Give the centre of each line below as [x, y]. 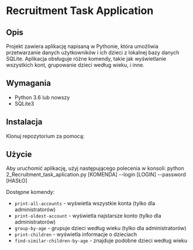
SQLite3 [24, 103]
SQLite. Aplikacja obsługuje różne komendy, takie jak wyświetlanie [86, 59]
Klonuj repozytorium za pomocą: [45, 136]
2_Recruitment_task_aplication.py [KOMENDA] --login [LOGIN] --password [96, 175]
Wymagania [29, 83]
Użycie [19, 154]
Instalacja [24, 122]
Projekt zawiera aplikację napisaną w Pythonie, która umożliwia [82, 46]
